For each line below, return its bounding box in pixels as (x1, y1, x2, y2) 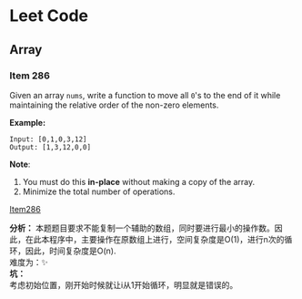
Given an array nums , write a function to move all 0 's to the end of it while (9, 89, 281, 100)
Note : (9, 159, 31, 170)
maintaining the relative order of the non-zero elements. (9, 99, 219, 110)
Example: (9, 117, 46, 128)
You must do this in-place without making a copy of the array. (22, 176, 256, 187)
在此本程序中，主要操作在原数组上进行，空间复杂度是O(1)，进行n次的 (25, 233, 285, 244)
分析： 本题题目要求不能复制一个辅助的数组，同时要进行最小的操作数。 (9, 222, 275, 233)
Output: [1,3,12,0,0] (9, 142, 92, 151)
